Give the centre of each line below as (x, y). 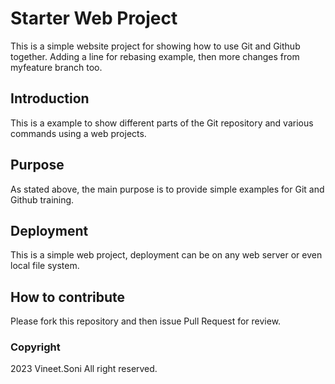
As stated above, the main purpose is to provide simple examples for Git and (167, 189)
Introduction (50, 98)
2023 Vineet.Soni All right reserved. (84, 369)
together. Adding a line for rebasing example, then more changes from (155, 56)
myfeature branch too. (56, 67)
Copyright (35, 347)
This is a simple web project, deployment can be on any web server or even (166, 255)
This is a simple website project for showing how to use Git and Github (155, 46)
